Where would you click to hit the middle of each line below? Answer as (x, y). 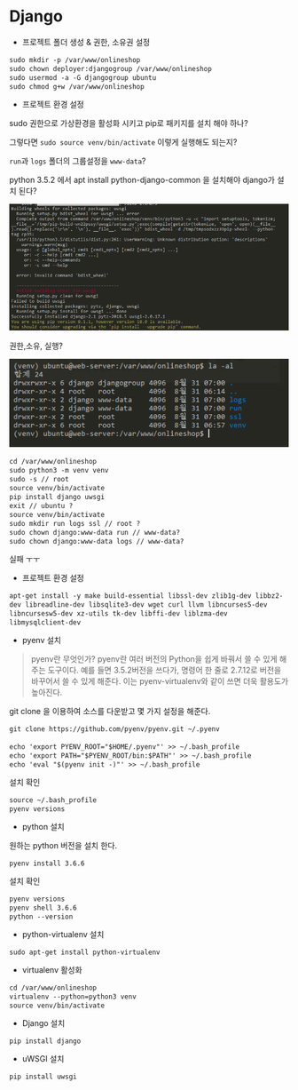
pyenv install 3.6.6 (47, 863)
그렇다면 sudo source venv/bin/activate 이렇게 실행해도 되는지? (123, 142)
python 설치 (43, 827)
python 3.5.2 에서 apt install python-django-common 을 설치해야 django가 (142, 179)
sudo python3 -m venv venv (59, 471)
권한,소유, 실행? (36, 346)
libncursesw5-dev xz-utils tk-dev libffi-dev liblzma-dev (118, 614)
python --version (41, 917)
